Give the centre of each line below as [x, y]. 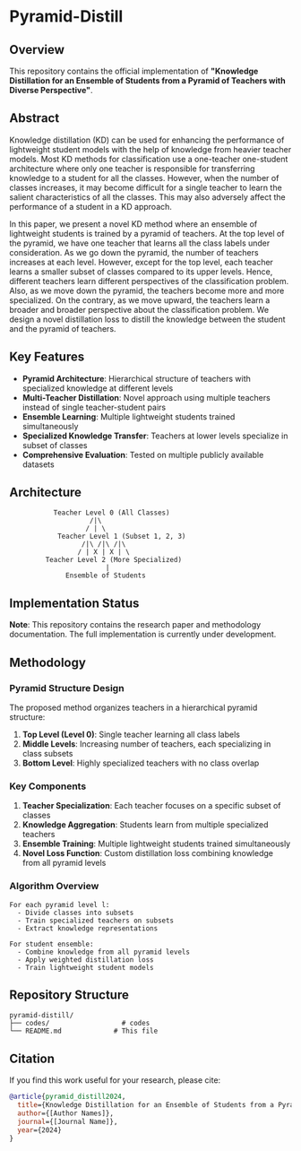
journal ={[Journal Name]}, [68, 1121]
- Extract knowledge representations [88, 928]
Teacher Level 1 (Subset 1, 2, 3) [121, 537]
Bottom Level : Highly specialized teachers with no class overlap [141, 763]
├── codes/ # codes [80, 1024]
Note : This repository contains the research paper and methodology [135, 625]
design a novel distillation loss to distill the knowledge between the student [147, 319]
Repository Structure [69, 995]
